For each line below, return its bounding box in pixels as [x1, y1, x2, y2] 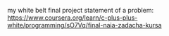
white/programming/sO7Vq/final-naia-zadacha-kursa [7, 21, 162, 29]
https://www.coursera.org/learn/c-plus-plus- [7, 13, 138, 22]
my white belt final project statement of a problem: [7, 6, 154, 14]
